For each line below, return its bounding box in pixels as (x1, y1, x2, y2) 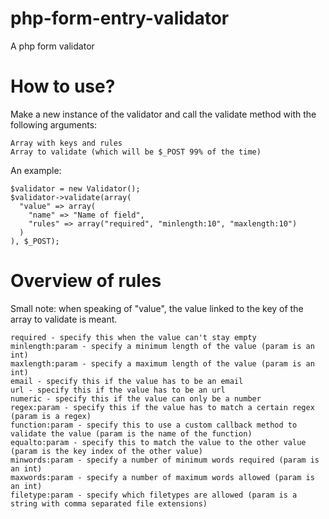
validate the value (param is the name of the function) (10, 428, 253, 439)
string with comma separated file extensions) (10, 498, 208, 509)
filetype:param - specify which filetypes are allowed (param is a (10, 490, 298, 500)
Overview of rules (10, 270, 162, 292)
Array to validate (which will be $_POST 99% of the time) (10, 147, 262, 157)
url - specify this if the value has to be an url (10, 385, 226, 395)
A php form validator (10, 40, 95, 52)
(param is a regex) (10, 411, 92, 421)
